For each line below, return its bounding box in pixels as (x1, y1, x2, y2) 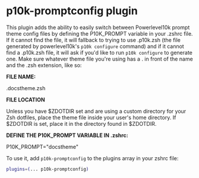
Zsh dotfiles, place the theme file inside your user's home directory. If (6, 114, 176, 121)
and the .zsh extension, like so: (6, 61, 82, 69)
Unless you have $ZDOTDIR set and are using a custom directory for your (6, 107, 187, 115)
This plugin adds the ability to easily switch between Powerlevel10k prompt (6, 24, 190, 31)
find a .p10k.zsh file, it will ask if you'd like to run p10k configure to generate (6, 49, 193, 56)
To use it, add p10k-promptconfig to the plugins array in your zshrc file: (6, 154, 179, 161)
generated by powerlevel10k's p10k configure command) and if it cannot (6, 43, 184, 50)
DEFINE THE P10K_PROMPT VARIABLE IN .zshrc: (6, 132, 129, 139)
